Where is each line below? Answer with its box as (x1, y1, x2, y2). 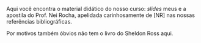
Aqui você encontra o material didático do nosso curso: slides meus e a (6, 5, 186, 12)
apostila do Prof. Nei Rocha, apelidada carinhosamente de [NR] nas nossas (6, 12, 196, 19)
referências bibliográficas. (6, 18, 72, 25)
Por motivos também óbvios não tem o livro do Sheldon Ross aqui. (6, 30, 174, 37)
